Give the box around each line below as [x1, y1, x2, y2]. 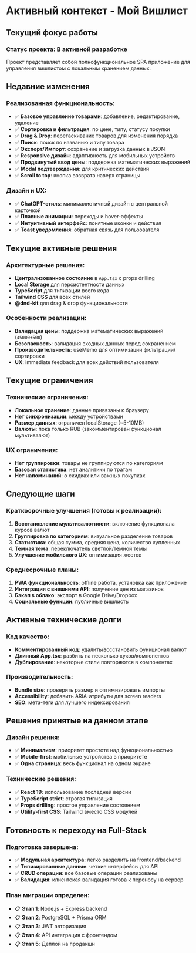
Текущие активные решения [6, 244, 117, 254]
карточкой [14, 207, 41, 214]
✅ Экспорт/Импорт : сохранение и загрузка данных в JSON [14, 145, 165, 152]
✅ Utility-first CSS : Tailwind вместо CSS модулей [14, 808, 138, 815]
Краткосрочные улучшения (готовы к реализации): [6, 507, 162, 515]
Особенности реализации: [6, 314, 87, 322]
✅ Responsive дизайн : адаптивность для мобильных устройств [14, 151, 175, 159]
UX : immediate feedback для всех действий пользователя [14, 358, 160, 365]
